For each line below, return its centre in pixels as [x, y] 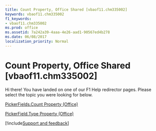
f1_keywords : [18, 19]
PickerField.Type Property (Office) [39, 113]
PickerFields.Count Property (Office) [42, 104]
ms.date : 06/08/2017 [26, 37]
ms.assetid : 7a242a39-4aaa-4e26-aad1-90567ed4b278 [58, 32]
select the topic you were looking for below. [49, 95]
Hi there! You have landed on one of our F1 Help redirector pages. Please [78, 89]
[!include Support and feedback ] [37, 123]
